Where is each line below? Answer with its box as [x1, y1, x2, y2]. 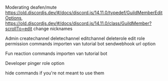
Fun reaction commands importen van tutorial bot [5, 50, 108, 56]
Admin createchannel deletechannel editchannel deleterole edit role [5, 35, 145, 41]
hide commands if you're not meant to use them [5, 70, 104, 76]
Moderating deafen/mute [5, 5, 57, 10]
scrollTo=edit [5, 26, 33, 32]
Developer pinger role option [5, 60, 65, 66]
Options [5, 15, 22, 21]
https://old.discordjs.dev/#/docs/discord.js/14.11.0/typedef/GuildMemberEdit [5, 10, 163, 16]
